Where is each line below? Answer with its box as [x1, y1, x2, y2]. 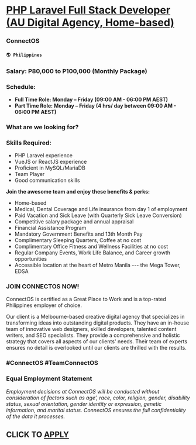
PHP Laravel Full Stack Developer [6, 4, 171, 17]
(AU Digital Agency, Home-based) [6, 16, 174, 29]
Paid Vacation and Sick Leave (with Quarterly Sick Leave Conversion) [14, 212, 183, 219]
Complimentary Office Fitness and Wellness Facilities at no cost [14, 243, 169, 250]
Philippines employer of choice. [6, 302, 82, 309]
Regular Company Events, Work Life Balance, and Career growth [14, 249, 171, 256]
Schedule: [6, 82, 36, 91]
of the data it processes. [6, 413, 66, 420]
